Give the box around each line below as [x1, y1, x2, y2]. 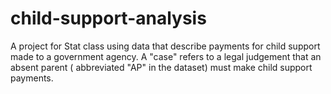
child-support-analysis [10, 7, 207, 30]
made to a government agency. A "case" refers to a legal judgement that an [10, 50, 322, 62]
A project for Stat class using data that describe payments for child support [10, 40, 321, 52]
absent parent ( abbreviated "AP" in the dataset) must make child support [10, 61, 313, 73]
